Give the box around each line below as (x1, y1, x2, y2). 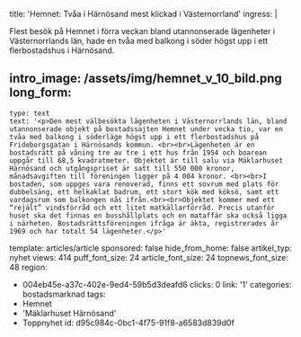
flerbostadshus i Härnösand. (9, 45, 115, 56)
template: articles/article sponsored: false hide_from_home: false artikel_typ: (9, 243, 292, 253)
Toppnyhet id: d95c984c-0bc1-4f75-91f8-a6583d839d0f (22, 317, 235, 328)
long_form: (9, 85, 72, 101)
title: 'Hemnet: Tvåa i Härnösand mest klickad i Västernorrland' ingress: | (9, 9, 278, 19)
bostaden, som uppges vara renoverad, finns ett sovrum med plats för (9, 180, 279, 189)
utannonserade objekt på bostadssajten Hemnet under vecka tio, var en (9, 124, 283, 134)
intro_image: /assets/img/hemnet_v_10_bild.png (9, 71, 283, 86)
